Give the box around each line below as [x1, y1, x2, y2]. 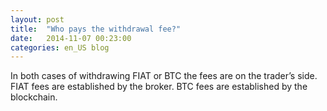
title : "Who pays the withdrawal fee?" [10, 24, 182, 34]
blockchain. [10, 91, 58, 103]
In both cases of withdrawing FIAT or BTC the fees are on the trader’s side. [10, 70, 318, 82]
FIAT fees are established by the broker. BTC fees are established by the [10, 81, 308, 93]
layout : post [10, 14, 65, 25]
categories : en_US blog [10, 42, 110, 53]
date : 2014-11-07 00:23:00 [10, 33, 132, 43]
